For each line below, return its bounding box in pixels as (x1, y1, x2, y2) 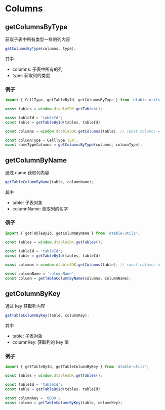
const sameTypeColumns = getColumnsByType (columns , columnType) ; (5, 142, 142, 147)
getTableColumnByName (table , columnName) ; (5, 180, 94, 185)
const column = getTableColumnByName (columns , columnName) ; (5, 276, 132, 281)
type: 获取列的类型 (12, 72, 50, 78)
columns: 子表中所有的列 (12, 66, 63, 72)
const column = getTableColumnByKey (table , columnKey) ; (5, 400, 123, 405)
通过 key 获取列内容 (5, 303, 45, 309)
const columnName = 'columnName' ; (5, 271, 77, 276)
